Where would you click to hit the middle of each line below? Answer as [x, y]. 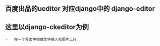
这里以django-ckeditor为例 [47, 27]
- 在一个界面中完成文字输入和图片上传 [41, 40]
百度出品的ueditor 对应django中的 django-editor [80, 9]
